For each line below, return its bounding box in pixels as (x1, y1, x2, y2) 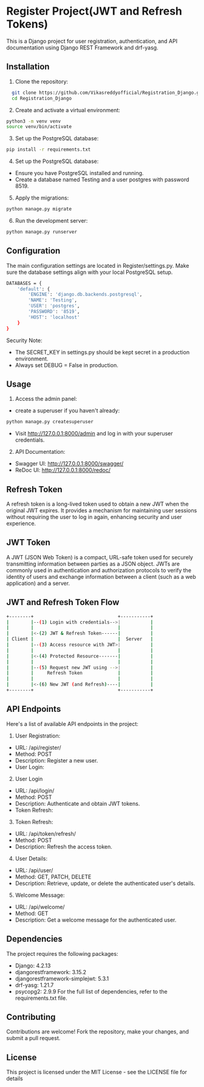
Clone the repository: (15, 77, 69, 85)
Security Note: (6, 337, 42, 344)
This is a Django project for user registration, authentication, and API (6, 37, 178, 45)
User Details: (15, 855, 47, 862)
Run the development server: (15, 217, 88, 224)
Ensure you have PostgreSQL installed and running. (15, 170, 144, 177)
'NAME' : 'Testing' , (28, 297, 78, 303)
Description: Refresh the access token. (15, 843, 112, 850)
